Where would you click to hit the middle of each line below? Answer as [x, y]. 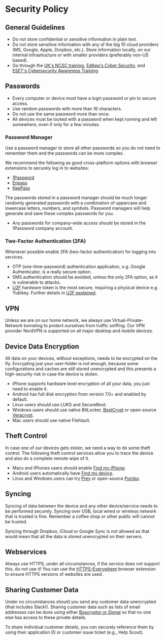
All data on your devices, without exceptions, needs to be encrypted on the [81, 358]
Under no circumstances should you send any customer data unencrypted [81, 602]
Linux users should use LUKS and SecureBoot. [60, 405]
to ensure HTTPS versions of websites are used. [54, 574]
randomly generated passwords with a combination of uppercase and [76, 203]
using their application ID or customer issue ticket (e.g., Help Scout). [74, 632]
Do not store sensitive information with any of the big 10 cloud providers [85, 44]
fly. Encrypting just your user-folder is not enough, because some [72, 364]
